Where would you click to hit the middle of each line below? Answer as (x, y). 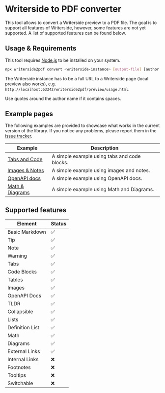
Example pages (29, 114)
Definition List (24, 328)
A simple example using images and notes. (101, 171)
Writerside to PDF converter (63, 9)
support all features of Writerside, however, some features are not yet (75, 27)
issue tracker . (19, 136)
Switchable (20, 383)
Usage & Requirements (41, 48)
